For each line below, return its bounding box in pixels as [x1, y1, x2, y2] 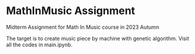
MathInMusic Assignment [6, 4, 135, 18]
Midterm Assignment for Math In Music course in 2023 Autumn [6, 23, 160, 31]
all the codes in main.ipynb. [6, 41, 72, 48]
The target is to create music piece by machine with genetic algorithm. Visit [6, 35, 190, 42]
